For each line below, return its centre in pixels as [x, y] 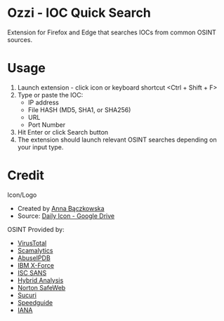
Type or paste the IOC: [50, 95]
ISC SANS [32, 273]
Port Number [46, 125]
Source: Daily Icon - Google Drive [66, 216]
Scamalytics [35, 250]
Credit [26, 176]
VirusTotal [32, 243]
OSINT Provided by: [36, 229]
